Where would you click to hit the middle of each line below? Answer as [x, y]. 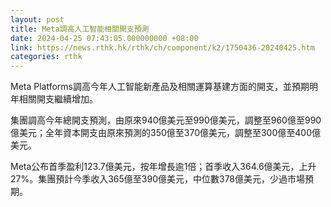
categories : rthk [46, 57]
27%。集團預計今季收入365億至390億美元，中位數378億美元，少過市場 [158, 179]
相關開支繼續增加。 [58, 99]
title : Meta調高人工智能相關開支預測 [80, 29]
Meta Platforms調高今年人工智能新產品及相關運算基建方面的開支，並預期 [160, 87]
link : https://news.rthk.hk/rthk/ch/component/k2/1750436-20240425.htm [162, 47]
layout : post [37, 19]
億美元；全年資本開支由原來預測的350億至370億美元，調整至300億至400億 [165, 133]
